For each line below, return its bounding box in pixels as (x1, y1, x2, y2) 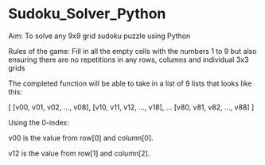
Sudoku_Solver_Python (8, 5, 166, 23)
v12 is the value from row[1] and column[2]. (8, 148, 150, 158)
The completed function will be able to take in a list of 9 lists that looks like (8, 79, 252, 88)
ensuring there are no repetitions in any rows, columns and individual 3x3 (8, 55, 249, 64)
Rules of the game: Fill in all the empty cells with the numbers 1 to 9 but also (8, 46, 257, 56)
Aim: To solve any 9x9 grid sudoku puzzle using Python (8, 31, 191, 40)
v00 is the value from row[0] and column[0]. (8, 132, 154, 143)
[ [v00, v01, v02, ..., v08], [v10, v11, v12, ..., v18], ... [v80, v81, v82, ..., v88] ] (8, 102, 255, 112)
